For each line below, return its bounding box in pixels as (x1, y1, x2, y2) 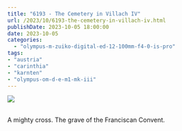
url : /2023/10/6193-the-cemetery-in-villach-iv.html (7, 17, 166, 24)
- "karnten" (7, 69, 42, 76)
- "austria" (7, 56, 42, 63)
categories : (7, 37, 42, 44)
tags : (7, 50, 23, 57)
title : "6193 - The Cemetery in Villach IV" (7, 10, 141, 18)
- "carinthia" (7, 63, 50, 70)
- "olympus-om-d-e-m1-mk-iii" (7, 75, 97, 83)
